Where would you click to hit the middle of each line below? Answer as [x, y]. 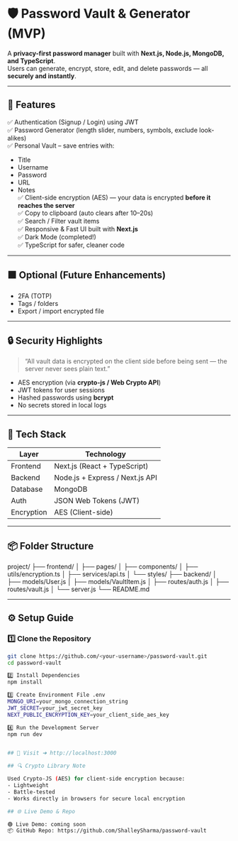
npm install [25, 682]
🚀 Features [32, 105]
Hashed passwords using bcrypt [66, 397]
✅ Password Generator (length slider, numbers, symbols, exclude [103, 130]
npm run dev [25, 734]
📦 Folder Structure [51, 546]
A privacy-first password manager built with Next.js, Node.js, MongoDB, [116, 53]
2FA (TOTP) [35, 296]
